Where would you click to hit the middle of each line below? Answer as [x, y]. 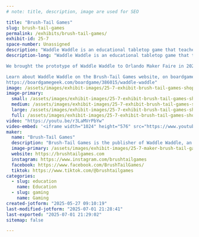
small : [20, 99]
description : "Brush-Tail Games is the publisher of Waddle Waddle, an [102, 143]
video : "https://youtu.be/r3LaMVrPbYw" [55, 121]
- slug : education [34, 181]
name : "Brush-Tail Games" [44, 137]
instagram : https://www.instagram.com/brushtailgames [79, 159]
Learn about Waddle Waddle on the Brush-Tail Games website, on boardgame [100, 77]
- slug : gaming [30, 193]
